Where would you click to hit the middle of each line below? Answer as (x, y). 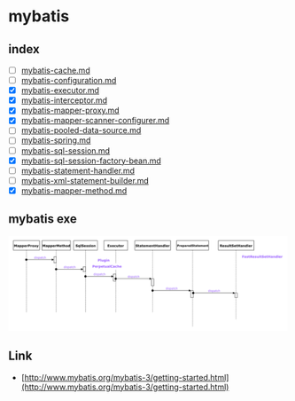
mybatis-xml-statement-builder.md (85, 180)
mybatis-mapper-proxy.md (70, 110)
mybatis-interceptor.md (64, 100)
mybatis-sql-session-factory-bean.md (91, 161)
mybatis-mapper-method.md (74, 190)
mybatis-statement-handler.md (78, 170)
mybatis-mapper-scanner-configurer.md (95, 121)
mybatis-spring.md (56, 140)
